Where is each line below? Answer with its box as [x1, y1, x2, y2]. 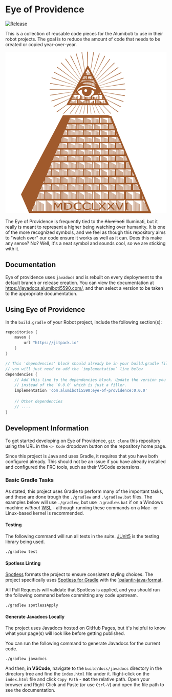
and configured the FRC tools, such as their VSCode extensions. [5, 464, 141, 470]
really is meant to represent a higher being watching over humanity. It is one [5, 224, 166, 230]
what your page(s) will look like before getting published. [5, 630, 125, 636]
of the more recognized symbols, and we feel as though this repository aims [5, 229, 166, 235]
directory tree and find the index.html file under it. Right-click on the [5, 671, 150, 677]
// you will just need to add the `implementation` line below [5, 366, 143, 371]
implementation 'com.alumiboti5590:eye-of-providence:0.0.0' [14, 388, 147, 393]
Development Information [5, 424, 89, 433]
